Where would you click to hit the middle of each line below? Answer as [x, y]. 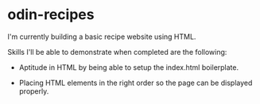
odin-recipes [51, 15]
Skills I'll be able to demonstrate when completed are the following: [117, 52]
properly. [34, 91]
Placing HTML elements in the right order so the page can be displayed [136, 83]
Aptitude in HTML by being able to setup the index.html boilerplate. [129, 67]
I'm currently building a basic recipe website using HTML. [102, 37]
